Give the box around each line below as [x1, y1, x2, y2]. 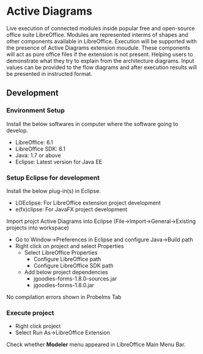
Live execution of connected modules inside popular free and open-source [6, 24, 195, 32]
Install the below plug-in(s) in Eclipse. [6, 187, 101, 194]
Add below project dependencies [24, 268, 108, 276]
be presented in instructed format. [6, 70, 93, 77]
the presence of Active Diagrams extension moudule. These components [6, 44, 191, 51]
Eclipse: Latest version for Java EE [15, 158, 103, 165]
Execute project [6, 308, 54, 317]
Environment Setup [6, 106, 65, 115]
